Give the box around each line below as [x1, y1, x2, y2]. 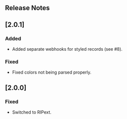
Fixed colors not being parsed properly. [12, 69, 91, 75]
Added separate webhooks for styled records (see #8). [12, 46, 123, 52]
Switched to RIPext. [12, 109, 52, 115]
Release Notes [5, 4, 50, 12]
